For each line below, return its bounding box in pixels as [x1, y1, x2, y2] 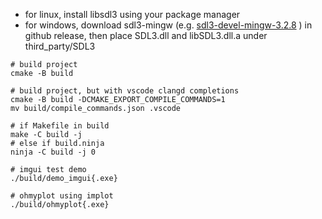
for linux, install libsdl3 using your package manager [24, 9, 241, 20]
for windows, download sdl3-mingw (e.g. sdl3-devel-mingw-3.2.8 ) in [24, 19, 313, 31]
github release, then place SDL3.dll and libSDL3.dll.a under [24, 30, 268, 41]
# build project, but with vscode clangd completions [10, 86, 240, 96]
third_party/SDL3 [24, 40, 96, 52]
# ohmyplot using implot [10, 191, 114, 201]
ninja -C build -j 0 [10, 147, 97, 157]
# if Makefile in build [10, 121, 110, 131]
